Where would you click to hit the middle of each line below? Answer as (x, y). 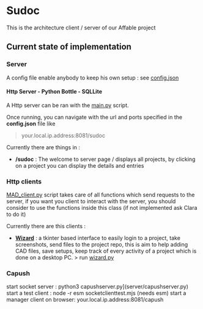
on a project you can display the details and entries (79, 165)
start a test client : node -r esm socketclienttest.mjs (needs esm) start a (96, 293)
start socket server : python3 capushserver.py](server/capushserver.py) (97, 287)
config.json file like (31, 124)
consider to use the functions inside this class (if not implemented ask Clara (102, 208)
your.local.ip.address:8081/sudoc (63, 135)
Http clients (24, 181)
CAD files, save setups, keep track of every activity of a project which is (106, 251)
